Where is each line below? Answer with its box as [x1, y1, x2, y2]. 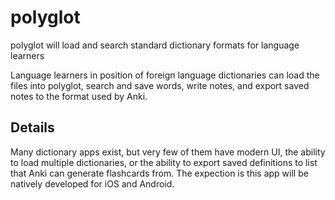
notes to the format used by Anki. [10, 90, 148, 102]
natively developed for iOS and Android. [10, 177, 175, 190]
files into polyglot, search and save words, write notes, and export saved [10, 79, 310, 91]
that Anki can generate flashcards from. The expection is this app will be [10, 167, 309, 179]
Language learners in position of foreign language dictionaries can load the [10, 69, 320, 81]
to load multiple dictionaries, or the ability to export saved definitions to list [10, 156, 318, 168]
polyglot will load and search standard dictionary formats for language [10, 39, 300, 51]
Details [10, 119, 55, 136]
